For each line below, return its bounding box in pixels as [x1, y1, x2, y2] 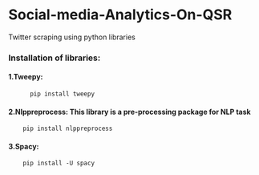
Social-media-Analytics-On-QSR [8, 6, 233, 24]
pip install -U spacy [22, 159, 95, 168]
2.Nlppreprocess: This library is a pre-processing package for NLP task [8, 107, 251, 116]
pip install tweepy [29, 90, 95, 98]
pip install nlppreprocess [22, 124, 113, 133]
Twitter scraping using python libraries [8, 32, 136, 42]
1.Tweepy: [8, 72, 43, 82]
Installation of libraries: [8, 52, 101, 63]
